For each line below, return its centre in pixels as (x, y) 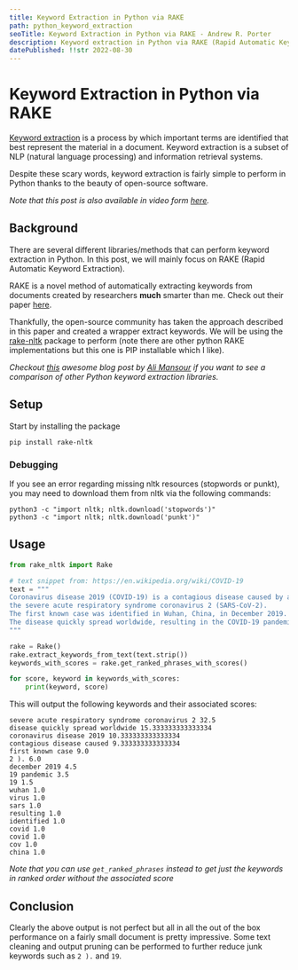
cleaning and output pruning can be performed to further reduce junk (136, 946)
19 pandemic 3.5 (39, 775)
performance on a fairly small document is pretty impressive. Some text (140, 936)
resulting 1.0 (35, 814)
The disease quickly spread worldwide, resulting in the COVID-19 (134, 622)
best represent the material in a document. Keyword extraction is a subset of (149, 147)
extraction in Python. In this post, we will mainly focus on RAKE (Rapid (137, 259)
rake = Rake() (35, 646)
